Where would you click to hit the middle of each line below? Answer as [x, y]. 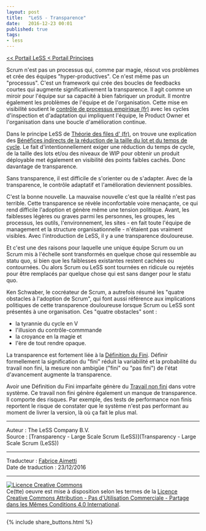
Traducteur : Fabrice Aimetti [42, 461]
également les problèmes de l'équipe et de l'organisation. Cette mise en [97, 102]
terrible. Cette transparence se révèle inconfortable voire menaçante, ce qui [102, 203]
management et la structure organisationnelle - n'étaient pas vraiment [94, 229]
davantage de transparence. [42, 166]
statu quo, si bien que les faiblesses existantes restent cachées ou [90, 261]
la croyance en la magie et [48, 337]
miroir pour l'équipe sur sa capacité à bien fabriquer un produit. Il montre [98, 96]
